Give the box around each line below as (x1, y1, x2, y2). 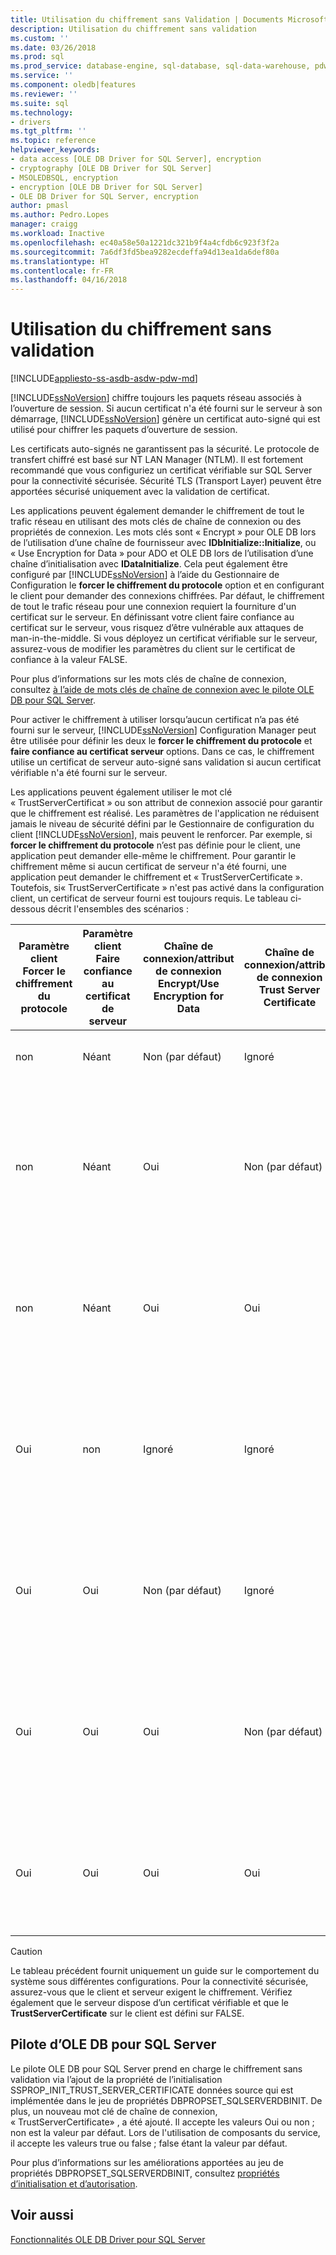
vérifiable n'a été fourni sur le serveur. (10, 767, 168, 779)
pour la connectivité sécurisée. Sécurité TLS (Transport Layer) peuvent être (10, 475, 322, 487)
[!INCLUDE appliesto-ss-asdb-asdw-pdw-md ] (10, 372, 198, 385)
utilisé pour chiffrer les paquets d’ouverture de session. (10, 424, 238, 436)
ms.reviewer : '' (10, 89, 78, 99)
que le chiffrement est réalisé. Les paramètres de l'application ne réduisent (10, 807, 320, 820)
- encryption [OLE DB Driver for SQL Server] (10, 182, 203, 192)
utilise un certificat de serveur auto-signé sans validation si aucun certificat (10, 756, 322, 768)
